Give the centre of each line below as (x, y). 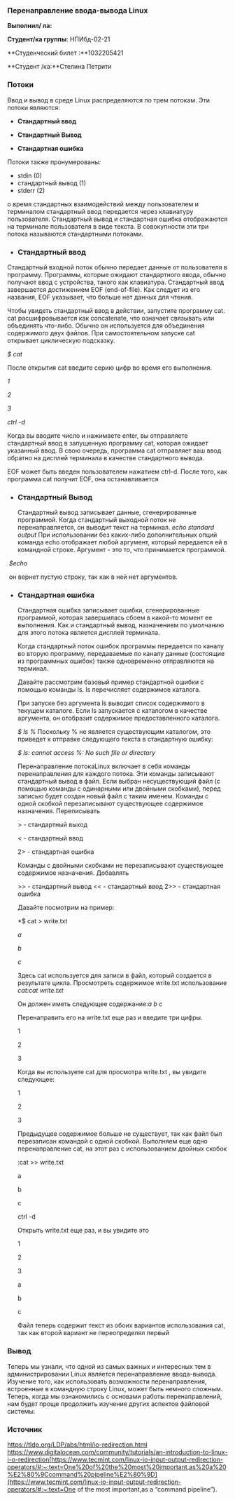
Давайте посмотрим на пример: (66, 908)
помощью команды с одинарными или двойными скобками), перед (119, 789)
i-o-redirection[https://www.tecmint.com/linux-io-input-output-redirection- (115, 1460)
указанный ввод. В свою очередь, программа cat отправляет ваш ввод (114, 450)
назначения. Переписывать (58, 811)
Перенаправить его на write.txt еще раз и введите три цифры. (110, 1018)
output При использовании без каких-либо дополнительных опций (117, 535)
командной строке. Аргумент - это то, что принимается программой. (122, 550)
